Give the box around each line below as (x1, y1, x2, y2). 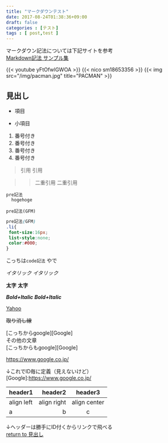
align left (9, 399, 33, 407)
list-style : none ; (8, 235, 51, 241)
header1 (9, 389, 33, 397)
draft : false (6, 19, 38, 25)
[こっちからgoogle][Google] (6, 329, 73, 336)
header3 (75, 389, 100, 397)
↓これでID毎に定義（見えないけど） (6, 368, 92, 375)
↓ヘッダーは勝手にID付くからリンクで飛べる (6, 424, 113, 431)
